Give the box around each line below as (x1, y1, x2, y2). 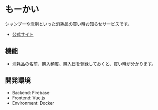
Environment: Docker (12, 100, 54, 106)
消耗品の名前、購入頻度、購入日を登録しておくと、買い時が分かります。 (12, 61, 156, 67)
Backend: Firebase (12, 90, 50, 95)
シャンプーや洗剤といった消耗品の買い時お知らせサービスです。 (5, 21, 132, 27)
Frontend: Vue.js (12, 95, 45, 101)
